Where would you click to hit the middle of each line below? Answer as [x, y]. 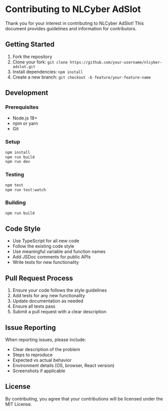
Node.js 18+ [25, 118]
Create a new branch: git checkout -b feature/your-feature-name [81, 77]
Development [27, 93]
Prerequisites [22, 107]
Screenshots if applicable [39, 371]
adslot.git [24, 66]
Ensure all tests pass [34, 306]
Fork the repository [32, 56]
